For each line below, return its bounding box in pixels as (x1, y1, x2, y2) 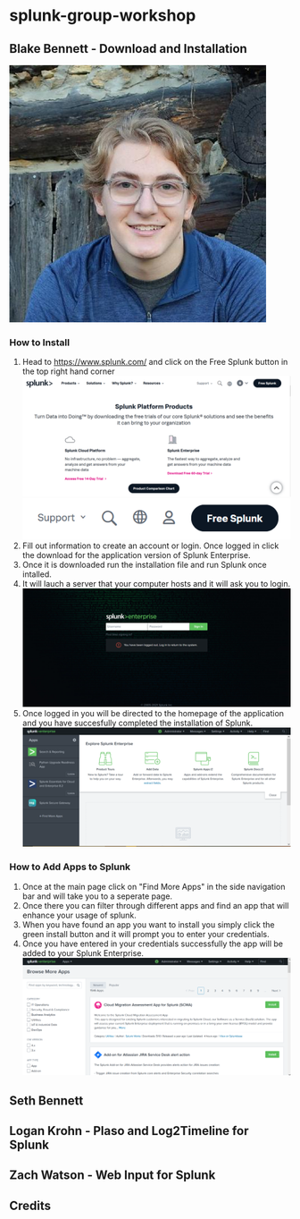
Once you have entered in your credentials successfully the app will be (21, 938, 284, 949)
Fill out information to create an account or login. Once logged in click (21, 540, 279, 551)
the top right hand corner (21, 366, 115, 377)
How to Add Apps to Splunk (9, 860, 131, 873)
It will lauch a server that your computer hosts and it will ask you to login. (21, 578, 291, 588)
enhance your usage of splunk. (21, 910, 137, 920)
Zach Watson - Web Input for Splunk (9, 1168, 216, 1183)
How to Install (9, 336, 70, 349)
